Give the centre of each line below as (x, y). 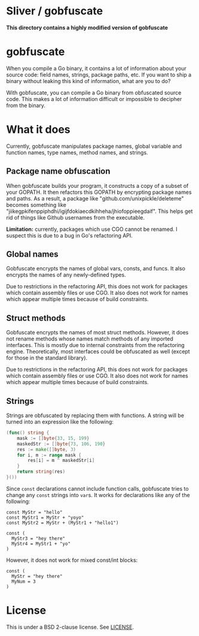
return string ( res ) (41, 472)
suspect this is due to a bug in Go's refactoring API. (70, 235)
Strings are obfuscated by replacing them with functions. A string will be (95, 416)
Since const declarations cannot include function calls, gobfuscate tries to (98, 488)
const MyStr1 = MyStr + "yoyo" (45, 518)
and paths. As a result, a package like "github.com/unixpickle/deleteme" (95, 198)
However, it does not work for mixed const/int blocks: (72, 560)
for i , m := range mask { (49, 455)
